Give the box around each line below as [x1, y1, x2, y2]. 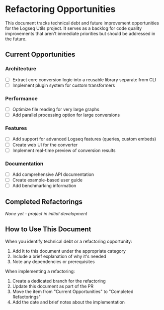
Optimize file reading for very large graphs [12, 106, 99, 113]
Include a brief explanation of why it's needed [12, 253, 106, 259]
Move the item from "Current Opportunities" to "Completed [12, 288, 134, 295]
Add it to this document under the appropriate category [12, 248, 126, 254]
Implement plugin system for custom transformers [12, 82, 115, 88]
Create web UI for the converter [12, 142, 78, 148]
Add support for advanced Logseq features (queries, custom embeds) [12, 136, 157, 142]
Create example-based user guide [12, 177, 83, 183]
